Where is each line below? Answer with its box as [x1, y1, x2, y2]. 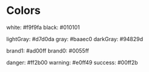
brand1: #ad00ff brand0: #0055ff [6, 47, 89, 54]
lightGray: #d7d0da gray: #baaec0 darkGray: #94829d [6, 35, 144, 42]
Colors [6, 4, 41, 18]
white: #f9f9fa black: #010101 [6, 24, 80, 31]
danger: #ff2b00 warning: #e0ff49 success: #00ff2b [6, 59, 138, 66]
